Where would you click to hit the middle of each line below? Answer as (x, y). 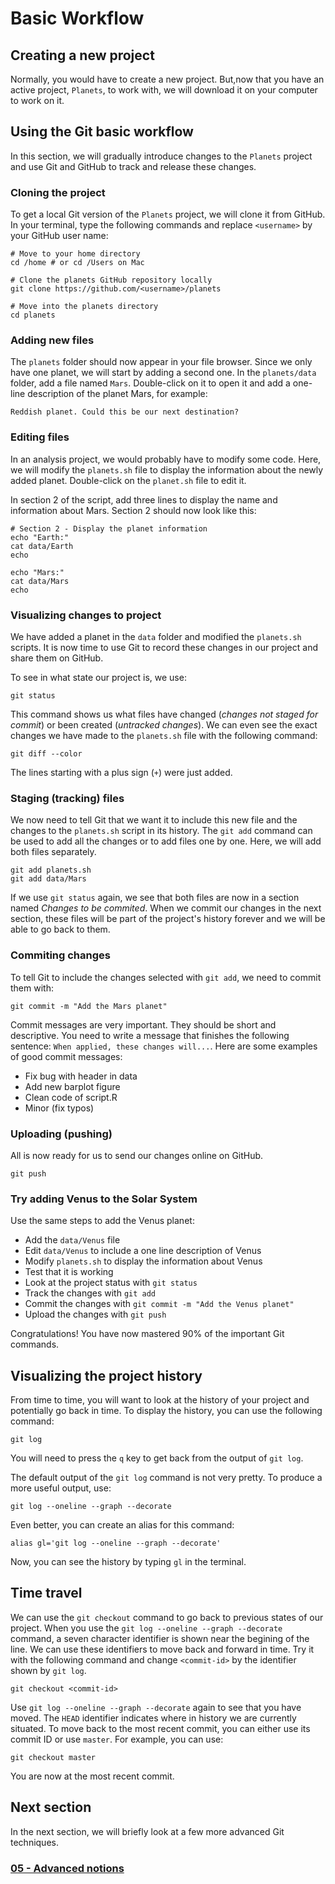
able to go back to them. (60, 929)
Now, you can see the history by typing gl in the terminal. (128, 1561)
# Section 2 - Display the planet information (109, 528)
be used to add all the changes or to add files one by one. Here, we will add (166, 841)
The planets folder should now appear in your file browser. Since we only (161, 362)
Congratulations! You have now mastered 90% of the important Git (147, 1334)
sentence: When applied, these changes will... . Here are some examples (164, 1046)
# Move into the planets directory (84, 307)
